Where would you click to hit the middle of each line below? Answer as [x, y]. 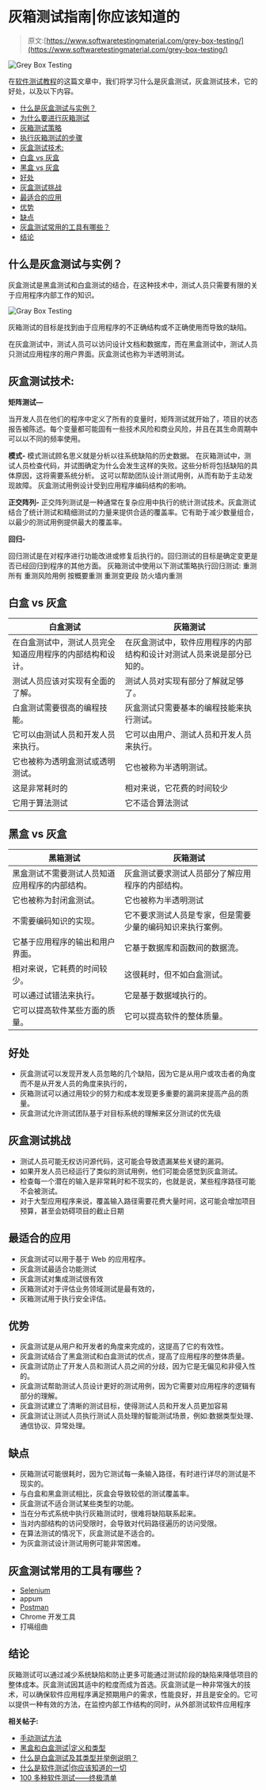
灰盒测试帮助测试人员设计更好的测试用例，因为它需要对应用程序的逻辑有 [137, 1386]
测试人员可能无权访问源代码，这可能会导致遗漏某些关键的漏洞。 [123, 1161]
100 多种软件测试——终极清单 [68, 1777]
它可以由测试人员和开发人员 [64, 735]
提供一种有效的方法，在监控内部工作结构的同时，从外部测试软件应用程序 [133, 1704]
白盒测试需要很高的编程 [56, 708]
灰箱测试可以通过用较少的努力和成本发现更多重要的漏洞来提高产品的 [131, 1093]
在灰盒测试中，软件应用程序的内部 [188, 643]
